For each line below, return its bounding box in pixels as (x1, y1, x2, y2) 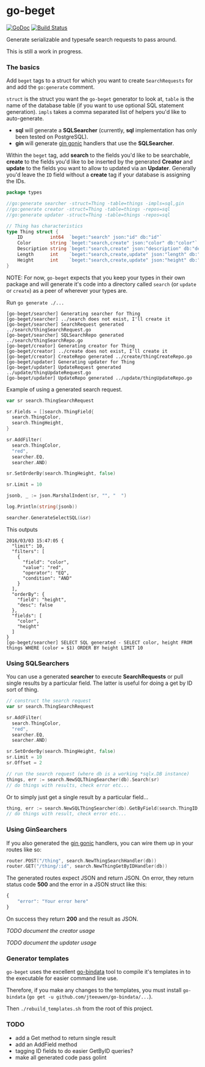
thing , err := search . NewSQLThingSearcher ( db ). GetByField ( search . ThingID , (6, 805, 201, 812)
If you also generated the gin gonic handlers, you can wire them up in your (6, 839, 193, 846)
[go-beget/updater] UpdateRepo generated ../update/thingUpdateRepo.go (6, 375, 192, 381)
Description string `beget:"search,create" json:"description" (17, 246, 182, 252)
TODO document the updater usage (6, 938, 97, 946)
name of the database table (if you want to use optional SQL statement (6, 102, 184, 109)
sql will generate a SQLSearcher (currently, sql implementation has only (15, 127, 197, 134)
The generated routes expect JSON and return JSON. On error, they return (6, 874, 194, 882)
